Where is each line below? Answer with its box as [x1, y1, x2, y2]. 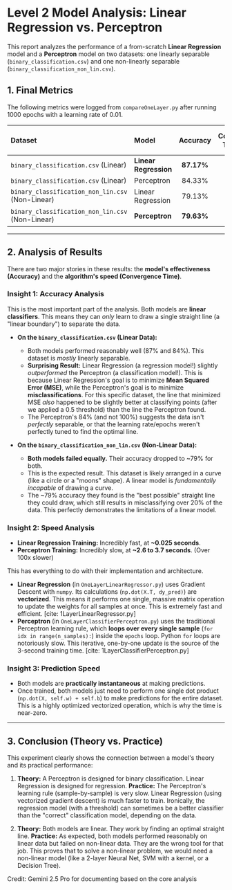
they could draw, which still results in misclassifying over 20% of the [27, 498, 223, 507]
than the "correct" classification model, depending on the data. [17, 811, 197, 819]
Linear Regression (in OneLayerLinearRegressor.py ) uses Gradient [17, 580, 206, 589]
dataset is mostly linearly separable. [27, 354, 130, 362]
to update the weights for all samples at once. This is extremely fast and [17, 602, 222, 610]
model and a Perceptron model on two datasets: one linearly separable [7, 50, 211, 58]
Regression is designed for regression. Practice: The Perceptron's [17, 782, 206, 790]
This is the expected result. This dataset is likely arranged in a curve [27, 469, 222, 477]
